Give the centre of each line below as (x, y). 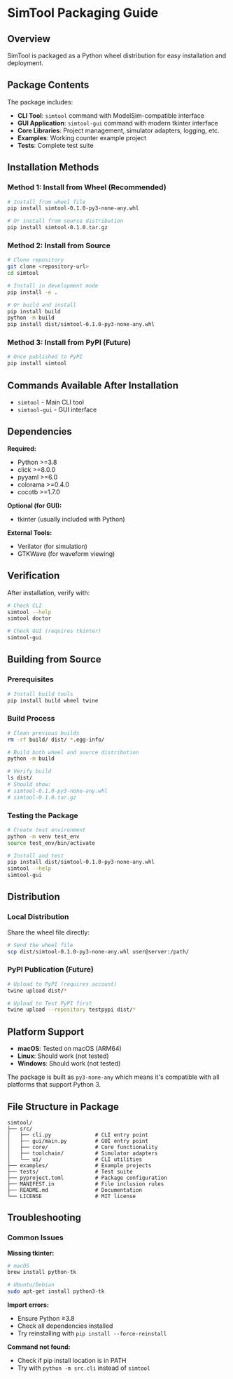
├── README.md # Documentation (75, 1190)
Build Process (31, 719)
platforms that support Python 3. (54, 1085)
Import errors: (28, 1305)
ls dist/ (20, 778)
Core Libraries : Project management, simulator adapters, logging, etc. (118, 130)
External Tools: (30, 532)
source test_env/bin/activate (51, 843)
